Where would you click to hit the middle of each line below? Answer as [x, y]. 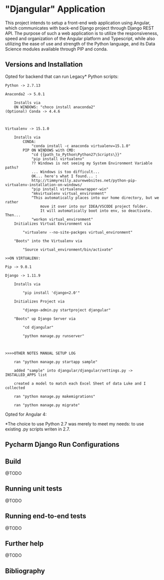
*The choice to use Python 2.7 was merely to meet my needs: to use [74, 424]
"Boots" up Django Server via [45, 319]
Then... [13, 215]
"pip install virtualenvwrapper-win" [70, 189]
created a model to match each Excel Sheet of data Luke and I [80, 384]
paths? [12, 167]
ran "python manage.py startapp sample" [56, 362]
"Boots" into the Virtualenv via [48, 241]
